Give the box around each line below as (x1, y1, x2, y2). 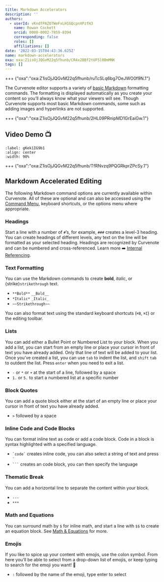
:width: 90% (5, 154, 29, 159)
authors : (5, 16, 23, 21)
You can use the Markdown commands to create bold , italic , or (5, 276, 133, 281)
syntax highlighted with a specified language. (5, 442, 97, 447)
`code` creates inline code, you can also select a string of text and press (12, 451, 159, 457)
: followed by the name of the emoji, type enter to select (12, 572, 127, 578)
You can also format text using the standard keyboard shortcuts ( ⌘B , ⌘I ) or (5, 310, 155, 316)
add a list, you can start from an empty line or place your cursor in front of (5, 344, 155, 350)
